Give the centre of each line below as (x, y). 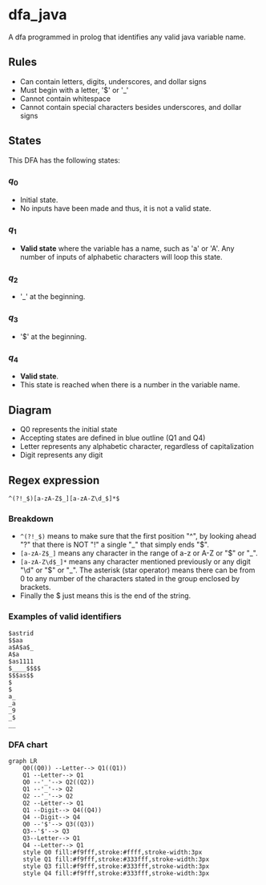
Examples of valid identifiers (65, 616)
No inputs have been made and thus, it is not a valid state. (115, 208)
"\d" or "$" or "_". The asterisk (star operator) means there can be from (137, 570)
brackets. (35, 588)
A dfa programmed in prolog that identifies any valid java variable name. (127, 37)
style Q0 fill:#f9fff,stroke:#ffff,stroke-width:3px (113, 852)
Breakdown (31, 519)
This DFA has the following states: (64, 160)
